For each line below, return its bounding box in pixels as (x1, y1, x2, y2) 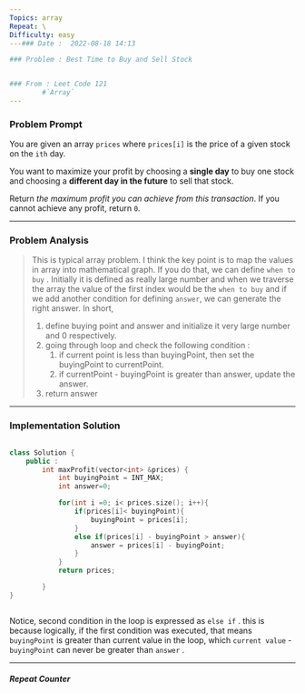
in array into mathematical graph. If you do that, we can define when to (31, 265, 296, 276)
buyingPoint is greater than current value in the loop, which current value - (9, 634, 292, 646)
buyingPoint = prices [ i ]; (90, 515, 189, 524)
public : (25, 457, 59, 466)
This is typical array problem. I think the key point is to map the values (31, 255, 293, 266)
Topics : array (9, 13, 64, 23)
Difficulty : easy (9, 30, 75, 39)
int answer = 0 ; (57, 482, 112, 491)
